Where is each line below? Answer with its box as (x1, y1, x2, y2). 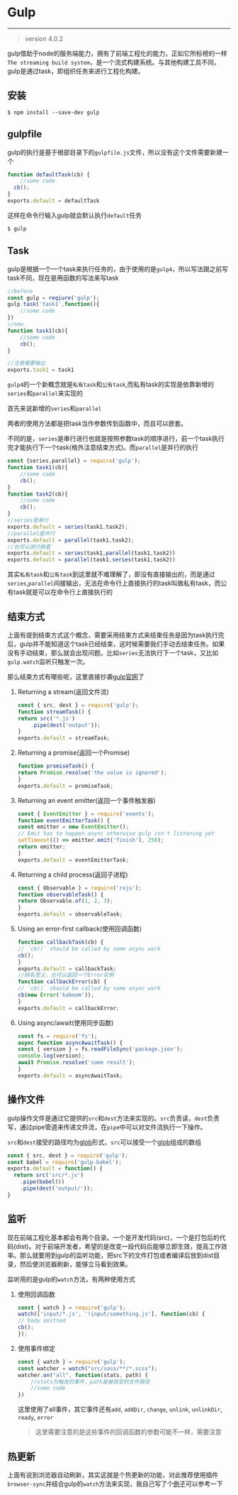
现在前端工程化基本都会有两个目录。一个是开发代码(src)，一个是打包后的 (7, 1233, 220, 1242)
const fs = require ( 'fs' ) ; (17, 1032, 98, 1040)
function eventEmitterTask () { (17, 817, 110, 824)
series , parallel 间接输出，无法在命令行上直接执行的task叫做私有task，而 (7, 579, 221, 588)
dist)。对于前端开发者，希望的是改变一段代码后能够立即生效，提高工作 (16, 1242, 222, 1250)
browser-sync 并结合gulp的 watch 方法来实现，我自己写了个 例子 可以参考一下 (7, 1479, 223, 1488)
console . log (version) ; (17, 1052, 85, 1060)
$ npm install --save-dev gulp (7, 109, 100, 116)
